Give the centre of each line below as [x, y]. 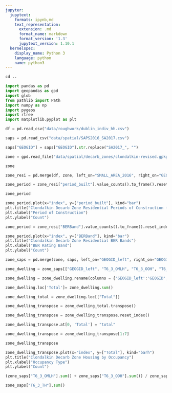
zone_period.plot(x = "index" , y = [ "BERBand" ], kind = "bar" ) [67, 236]
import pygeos [20, 110]
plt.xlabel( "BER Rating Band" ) [39, 246]
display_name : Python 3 [40, 53]
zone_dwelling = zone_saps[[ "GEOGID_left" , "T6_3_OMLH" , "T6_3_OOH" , [81, 269]
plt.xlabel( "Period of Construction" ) [47, 212]
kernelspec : [23, 48]
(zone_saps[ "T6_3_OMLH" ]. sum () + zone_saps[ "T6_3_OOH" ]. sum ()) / [76, 376]
